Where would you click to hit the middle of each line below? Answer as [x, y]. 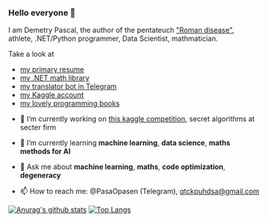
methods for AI [45, 152]
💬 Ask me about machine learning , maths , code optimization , [122, 167]
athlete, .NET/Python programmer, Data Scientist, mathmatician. [113, 38]
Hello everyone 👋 [42, 13]
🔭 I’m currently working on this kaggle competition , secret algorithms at [137, 119]
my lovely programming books [70, 104]
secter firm [38, 128]
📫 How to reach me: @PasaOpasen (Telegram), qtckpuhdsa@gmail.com [140, 192]
